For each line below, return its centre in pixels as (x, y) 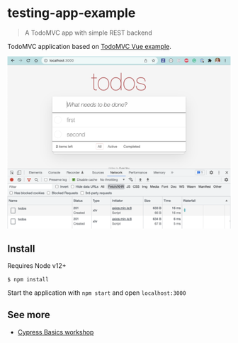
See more (29, 315)
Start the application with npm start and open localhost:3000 (97, 293)
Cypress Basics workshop (56, 332)
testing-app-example (72, 13)
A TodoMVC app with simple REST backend (88, 33)
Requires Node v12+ (37, 266)
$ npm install (28, 280)
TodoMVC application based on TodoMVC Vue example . (90, 46)
